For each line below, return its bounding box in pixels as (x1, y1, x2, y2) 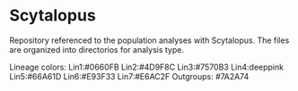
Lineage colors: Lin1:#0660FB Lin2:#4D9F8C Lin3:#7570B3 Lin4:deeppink (9, 62, 285, 72)
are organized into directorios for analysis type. (9, 44, 184, 54)
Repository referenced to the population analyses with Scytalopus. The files (9, 35, 290, 45)
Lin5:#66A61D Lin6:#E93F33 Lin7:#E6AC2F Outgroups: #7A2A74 (9, 70, 250, 81)
